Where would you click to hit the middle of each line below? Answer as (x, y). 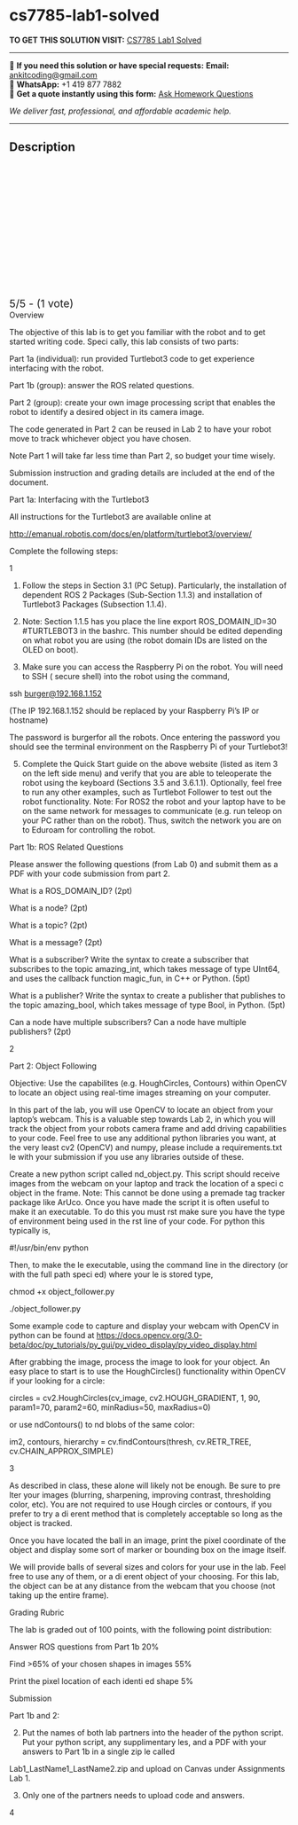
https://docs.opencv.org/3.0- (149, 1335)
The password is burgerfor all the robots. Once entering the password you (145, 737)
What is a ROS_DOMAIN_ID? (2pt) (71, 890)
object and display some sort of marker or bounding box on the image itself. (148, 1549)
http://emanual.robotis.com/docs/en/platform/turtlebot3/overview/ (131, 534)
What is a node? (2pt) (49, 908)
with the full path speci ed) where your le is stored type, (111, 1274)
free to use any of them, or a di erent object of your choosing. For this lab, (144, 1576)
